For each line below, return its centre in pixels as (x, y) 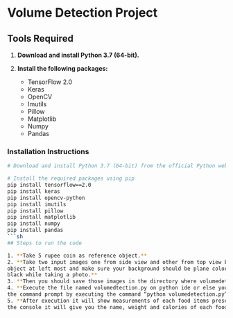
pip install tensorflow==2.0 (49, 185)
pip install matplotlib (42, 217)
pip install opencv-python (46, 198)
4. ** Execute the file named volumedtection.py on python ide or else (111, 288)
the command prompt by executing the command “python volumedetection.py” (118, 294)
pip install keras (34, 191)
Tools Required (41, 39)
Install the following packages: (62, 68)
